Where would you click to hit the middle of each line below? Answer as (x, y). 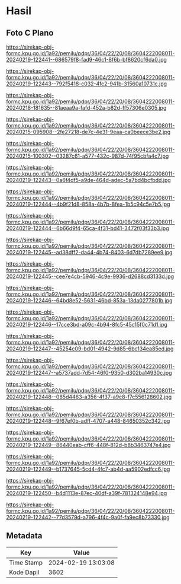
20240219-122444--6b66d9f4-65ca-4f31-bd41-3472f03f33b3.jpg (88, 228)
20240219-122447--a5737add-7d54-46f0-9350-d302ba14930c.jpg (89, 373)
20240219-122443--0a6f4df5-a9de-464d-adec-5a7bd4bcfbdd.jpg (89, 180)
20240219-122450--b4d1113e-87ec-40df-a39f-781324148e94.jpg (87, 493)
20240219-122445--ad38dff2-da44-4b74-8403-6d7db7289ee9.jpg (89, 252)
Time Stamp (26, 563)
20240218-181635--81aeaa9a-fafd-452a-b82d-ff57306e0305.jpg (86, 108)
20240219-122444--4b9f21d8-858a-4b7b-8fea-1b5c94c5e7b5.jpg (88, 204)
